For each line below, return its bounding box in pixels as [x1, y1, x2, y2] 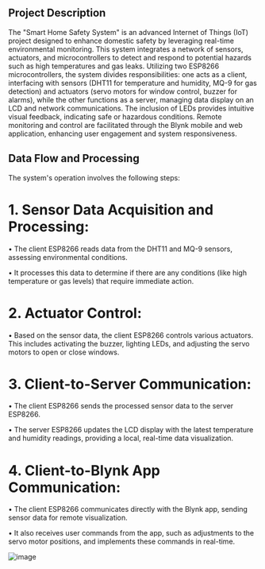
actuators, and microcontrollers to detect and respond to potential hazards [8, 52, 252, 62]
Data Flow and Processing [8, 152, 140, 165]
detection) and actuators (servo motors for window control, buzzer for [8, 87, 238, 96]
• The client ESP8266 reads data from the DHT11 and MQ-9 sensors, [8, 244, 232, 254]
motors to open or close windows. [8, 347, 120, 357]
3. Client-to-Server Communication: [8, 375, 252, 393]
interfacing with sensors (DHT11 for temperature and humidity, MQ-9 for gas [8, 78, 258, 87]
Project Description [8, 6, 106, 20]
